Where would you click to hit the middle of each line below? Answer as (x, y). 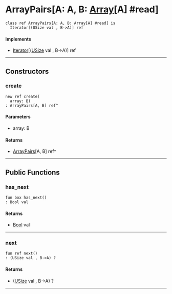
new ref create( (23, 96)
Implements (18, 39)
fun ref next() (21, 253)
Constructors (27, 71)
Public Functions (33, 172)
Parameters (18, 117)
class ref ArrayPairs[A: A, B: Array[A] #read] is (60, 23)
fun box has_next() (26, 198)
